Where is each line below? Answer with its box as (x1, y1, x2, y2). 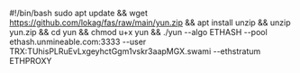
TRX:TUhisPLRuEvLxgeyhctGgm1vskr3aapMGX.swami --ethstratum (9, 46, 261, 57)
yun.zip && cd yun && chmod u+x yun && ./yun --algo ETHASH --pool (9, 27, 268, 37)
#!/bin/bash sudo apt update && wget (9, 8, 149, 18)
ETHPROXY (9, 56, 52, 66)
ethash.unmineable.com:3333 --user (9, 36, 147, 47)
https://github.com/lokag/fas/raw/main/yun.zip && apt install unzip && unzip (9, 17, 291, 28)
